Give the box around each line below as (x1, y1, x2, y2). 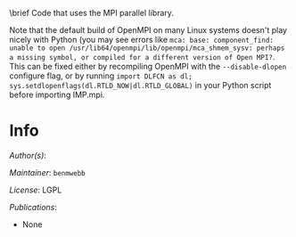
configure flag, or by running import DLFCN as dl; (9, 70, 193, 81)
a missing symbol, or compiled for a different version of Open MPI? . (9, 52, 275, 61)
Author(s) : (9, 150, 47, 160)
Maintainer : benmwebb (9, 167, 86, 177)
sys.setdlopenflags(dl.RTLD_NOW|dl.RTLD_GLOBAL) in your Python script (9, 80, 272, 90)
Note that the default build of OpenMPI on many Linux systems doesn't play (9, 25, 288, 35)
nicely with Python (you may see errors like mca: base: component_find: (9, 35, 274, 45)
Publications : (9, 201, 58, 212)
